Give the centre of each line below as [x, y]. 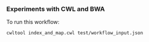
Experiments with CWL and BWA [56, 9]
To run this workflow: [33, 22]
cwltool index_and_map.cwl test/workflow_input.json [75, 33]
